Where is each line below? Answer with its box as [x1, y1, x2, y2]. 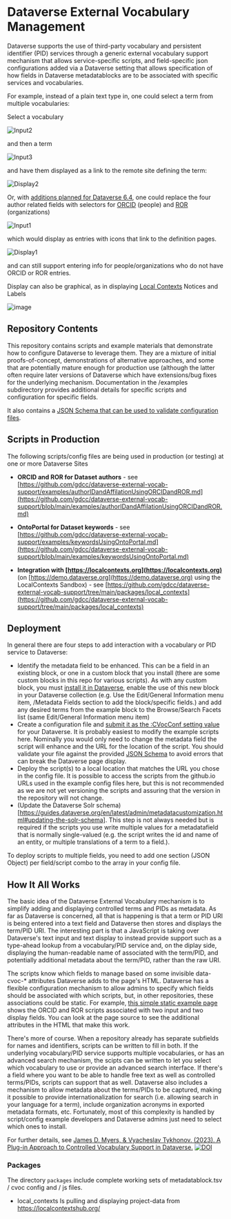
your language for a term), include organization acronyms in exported [7, 1101, 205, 1109]
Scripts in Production [7, 434, 100, 446]
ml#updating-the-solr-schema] [17, 816, 106, 824]
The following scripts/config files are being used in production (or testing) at [7, 452, 224, 460]
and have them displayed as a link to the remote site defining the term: [7, 166, 207, 174]
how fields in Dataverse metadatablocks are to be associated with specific [7, 71, 219, 80]
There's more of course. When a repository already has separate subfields [7, 1034, 219, 1043]
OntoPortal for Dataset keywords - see [17, 523, 130, 531]
